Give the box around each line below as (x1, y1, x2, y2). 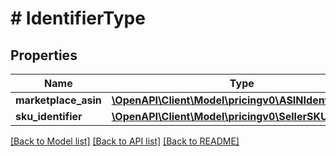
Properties (10, 47, 78, 64)
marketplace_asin (15, 93, 102, 107)
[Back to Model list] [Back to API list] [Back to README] (10, 135, 240, 147)
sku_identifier (15, 110, 83, 123)
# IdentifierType (10, 7, 146, 30)
